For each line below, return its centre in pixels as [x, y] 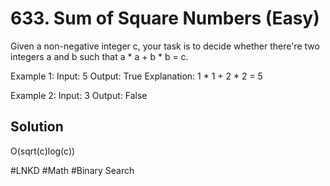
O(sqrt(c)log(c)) [43, 151]
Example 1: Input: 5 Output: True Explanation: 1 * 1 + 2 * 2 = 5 [136, 76]
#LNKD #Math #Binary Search [72, 170]
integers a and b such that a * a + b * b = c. [99, 56]
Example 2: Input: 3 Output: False [79, 95]
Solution [37, 127]
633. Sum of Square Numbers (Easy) [165, 18]
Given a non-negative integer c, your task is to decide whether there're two [165, 46]
